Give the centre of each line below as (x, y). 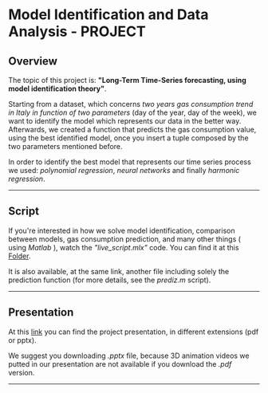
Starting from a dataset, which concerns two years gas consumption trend (131, 104)
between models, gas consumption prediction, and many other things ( (125, 239)
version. (22, 372)
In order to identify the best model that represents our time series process (130, 162)
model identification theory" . (57, 88)
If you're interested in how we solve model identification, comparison (122, 230)
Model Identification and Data (108, 15)
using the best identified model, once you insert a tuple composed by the (128, 138)
